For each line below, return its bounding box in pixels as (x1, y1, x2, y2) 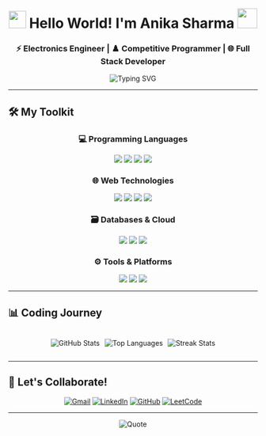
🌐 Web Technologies (92, 175, 174, 186)
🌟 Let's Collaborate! (8, 376, 108, 389)
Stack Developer (100, 56, 166, 67)
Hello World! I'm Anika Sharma (28, 14, 235, 32)
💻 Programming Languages (78, 133, 188, 144)
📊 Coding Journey (8, 306, 103, 320)
